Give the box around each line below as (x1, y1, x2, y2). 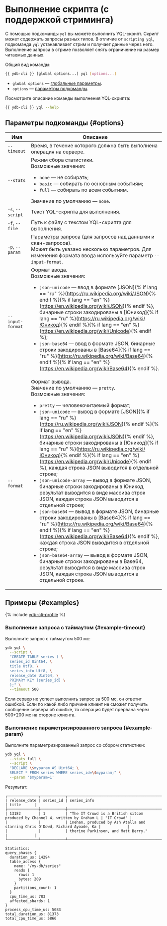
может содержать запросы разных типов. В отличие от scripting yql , (5, 36, 155, 42)
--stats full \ (9, 756, 41, 761)
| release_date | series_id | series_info (5, 798, 94, 803)
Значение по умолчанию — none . (31, 197, 111, 204)
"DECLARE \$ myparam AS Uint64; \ (9, 766, 79, 771)
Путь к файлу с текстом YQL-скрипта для (31, 219, 132, 226)
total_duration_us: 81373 (5, 912, 59, 917)
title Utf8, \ (9, 664, 39, 669)
